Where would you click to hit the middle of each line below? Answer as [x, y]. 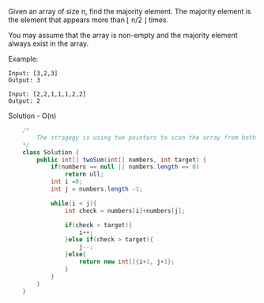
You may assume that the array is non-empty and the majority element [123, 35]
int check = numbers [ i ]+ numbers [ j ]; [125, 210]
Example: [23, 59]
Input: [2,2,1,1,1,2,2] [47, 94]
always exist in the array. [49, 44]
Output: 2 [25, 101]
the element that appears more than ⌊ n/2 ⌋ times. [89, 20]
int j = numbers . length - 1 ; [97, 189]
